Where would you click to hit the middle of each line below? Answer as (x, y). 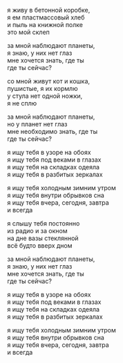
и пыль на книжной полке (45, 25)
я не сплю (22, 103)
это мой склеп (29, 32)
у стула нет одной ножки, (45, 96)
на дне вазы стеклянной (43, 238)
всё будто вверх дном (40, 245)
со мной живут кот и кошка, (49, 81)
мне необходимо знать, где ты (53, 132)
